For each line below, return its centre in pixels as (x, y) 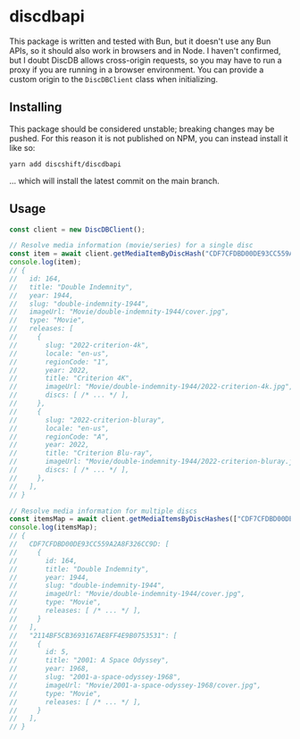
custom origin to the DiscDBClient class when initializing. (114, 79)
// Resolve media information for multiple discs (104, 511)
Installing (36, 108)
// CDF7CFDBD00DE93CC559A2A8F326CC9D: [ (89, 544)
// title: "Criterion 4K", (71, 378)
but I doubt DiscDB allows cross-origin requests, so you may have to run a (146, 60)
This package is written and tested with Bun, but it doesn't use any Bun (140, 41)
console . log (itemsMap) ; (54, 528)
